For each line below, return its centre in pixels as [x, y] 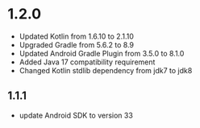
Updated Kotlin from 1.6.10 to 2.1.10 [77, 36]
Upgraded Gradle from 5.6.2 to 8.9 [77, 44]
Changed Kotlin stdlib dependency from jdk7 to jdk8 [106, 70]
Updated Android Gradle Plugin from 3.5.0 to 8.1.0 [102, 53]
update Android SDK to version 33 [76, 115]
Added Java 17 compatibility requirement [87, 62]
